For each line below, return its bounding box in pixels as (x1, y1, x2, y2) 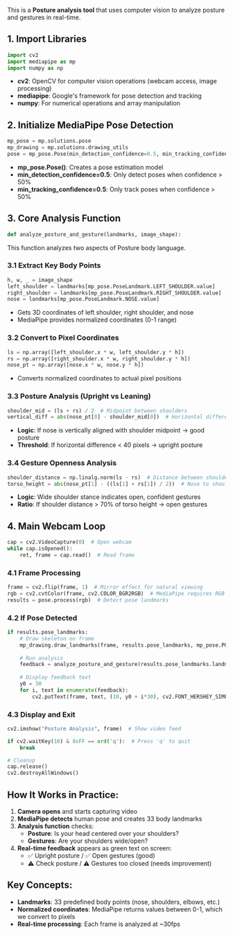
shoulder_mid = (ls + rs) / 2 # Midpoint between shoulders (7, 407, 188, 414)
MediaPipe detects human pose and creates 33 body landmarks (17, 814, 202, 823)
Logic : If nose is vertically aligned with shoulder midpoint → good (17, 426, 205, 435)
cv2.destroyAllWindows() (7, 769, 79, 777)
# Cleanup (7, 757, 36, 764)
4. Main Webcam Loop (7, 520, 106, 532)
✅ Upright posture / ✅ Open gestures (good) (27, 852, 155, 860)
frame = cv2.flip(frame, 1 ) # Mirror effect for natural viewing (7, 584, 203, 591)
